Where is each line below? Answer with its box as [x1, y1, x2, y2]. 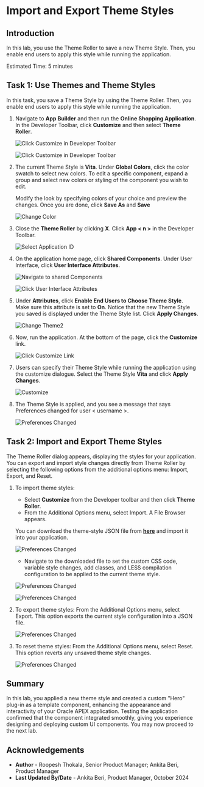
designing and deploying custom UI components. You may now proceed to [6, 720, 194, 728]
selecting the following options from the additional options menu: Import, [6, 466, 189, 473]
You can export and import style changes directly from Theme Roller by [6, 459, 186, 466]
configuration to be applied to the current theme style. [24, 570, 160, 577]
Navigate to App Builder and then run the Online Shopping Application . [15, 114, 197, 122]
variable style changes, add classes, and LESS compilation [24, 563, 172, 571]
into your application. [15, 533, 69, 541]
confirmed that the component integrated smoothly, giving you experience [6, 714, 193, 722]
